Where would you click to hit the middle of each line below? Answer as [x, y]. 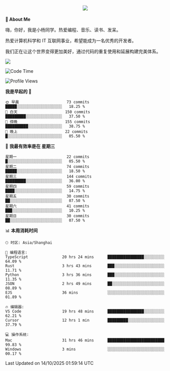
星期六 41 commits [47, 206]
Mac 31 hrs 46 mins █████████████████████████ [85, 340]
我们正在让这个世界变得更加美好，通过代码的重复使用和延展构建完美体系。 [83, 51]
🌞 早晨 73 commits [47, 102]
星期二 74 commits [47, 166]
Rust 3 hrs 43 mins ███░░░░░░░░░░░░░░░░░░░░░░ [85, 266]
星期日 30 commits [47, 216]
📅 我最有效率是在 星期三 [30, 146]
